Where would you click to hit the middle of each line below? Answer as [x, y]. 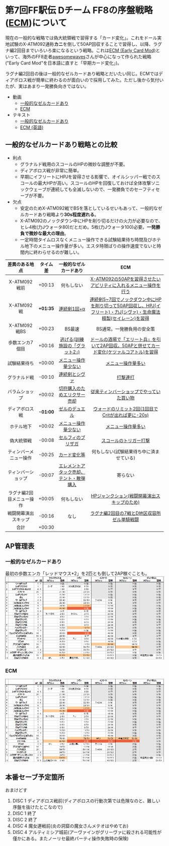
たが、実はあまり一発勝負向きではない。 [47, 86]
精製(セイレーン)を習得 [125, 318]
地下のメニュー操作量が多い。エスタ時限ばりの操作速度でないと [91, 246]
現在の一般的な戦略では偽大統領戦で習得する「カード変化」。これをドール [81, 38]
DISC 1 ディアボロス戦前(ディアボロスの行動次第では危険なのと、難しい [87, 801]
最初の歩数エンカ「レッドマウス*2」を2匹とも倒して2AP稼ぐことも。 [77, 573]
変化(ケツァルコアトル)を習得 [128, 352]
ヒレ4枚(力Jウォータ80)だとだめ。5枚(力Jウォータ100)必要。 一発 [88, 227]
